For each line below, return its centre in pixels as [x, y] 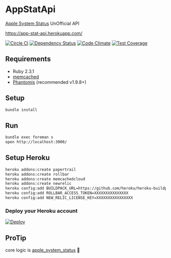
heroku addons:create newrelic [38, 184]
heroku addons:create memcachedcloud [45, 179]
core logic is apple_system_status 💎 [43, 250]
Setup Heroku [27, 158]
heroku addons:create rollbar [37, 174]
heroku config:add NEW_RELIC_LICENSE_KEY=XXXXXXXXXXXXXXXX [69, 198]
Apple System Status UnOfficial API [42, 23]
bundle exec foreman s [29, 137]
